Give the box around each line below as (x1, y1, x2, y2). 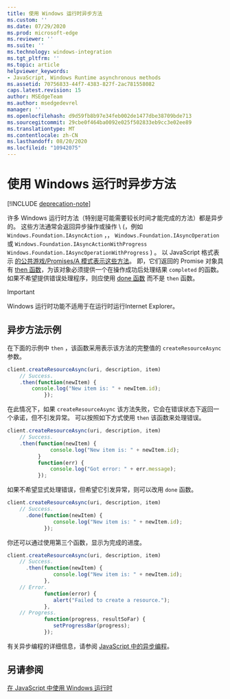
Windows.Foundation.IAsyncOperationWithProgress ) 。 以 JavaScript (7, 248, 200, 256)
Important (7, 287, 35, 296)
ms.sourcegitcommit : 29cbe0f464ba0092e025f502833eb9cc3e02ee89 (7, 118, 192, 126)
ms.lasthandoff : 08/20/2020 (7, 138, 88, 145)
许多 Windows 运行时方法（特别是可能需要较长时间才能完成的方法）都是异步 (7, 213, 223, 222)
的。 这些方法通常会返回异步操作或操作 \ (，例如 (7, 222, 143, 231)
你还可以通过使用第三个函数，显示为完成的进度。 (7, 538, 146, 546)
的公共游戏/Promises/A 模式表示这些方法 (14, 256, 130, 265)
